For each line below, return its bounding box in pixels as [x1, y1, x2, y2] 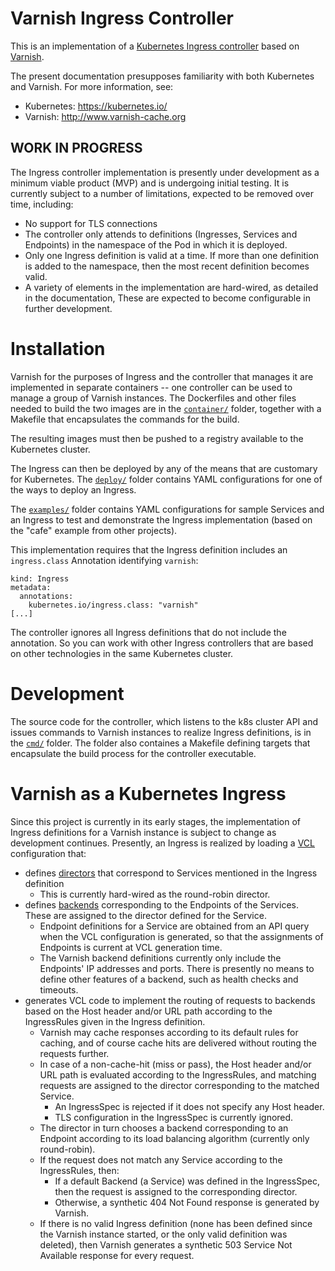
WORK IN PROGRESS [10, 140, 143, 157]
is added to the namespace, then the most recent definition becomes [24, 260, 310, 272]
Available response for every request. [39, 1249, 195, 1261]
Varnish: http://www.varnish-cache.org [24, 110, 187, 122]
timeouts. [39, 983, 79, 996]
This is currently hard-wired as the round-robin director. [39, 888, 271, 900]
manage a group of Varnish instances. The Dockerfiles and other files [10, 392, 297, 404]
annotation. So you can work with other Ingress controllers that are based [10, 637, 314, 649]
